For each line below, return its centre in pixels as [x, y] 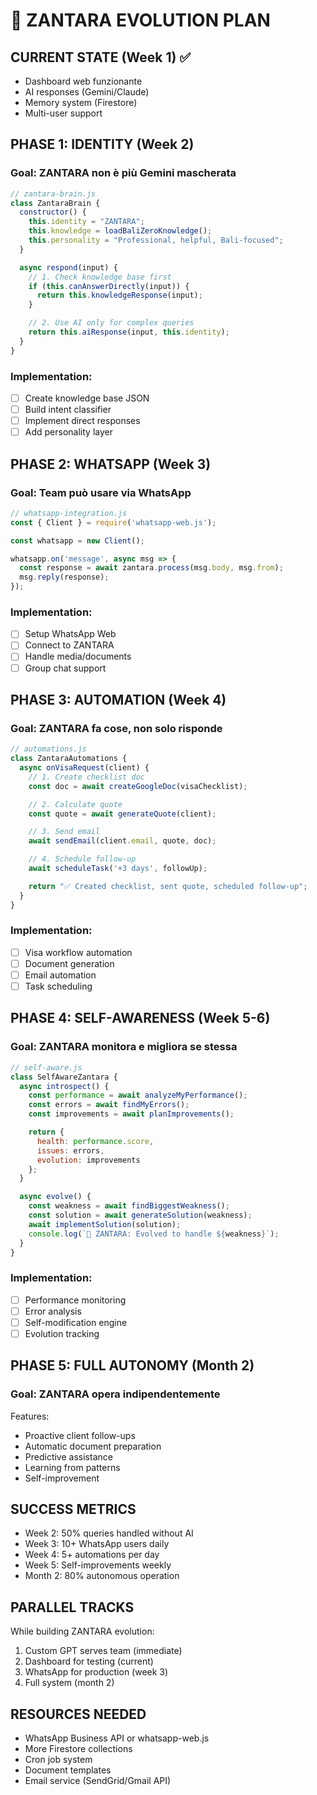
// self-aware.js [46, 1067]
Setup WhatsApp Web [70, 634]
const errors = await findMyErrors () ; [109, 1105]
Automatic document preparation [93, 1446]
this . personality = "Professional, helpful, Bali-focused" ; [156, 240]
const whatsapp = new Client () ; [77, 540]
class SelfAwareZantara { [64, 1077]
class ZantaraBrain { [55, 203]
